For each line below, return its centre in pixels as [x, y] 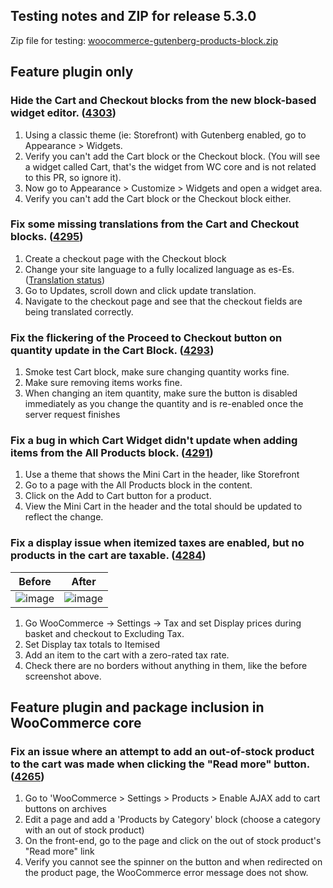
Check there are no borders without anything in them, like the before [166, 665]
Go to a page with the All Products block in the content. [138, 485]
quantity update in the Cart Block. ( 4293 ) [112, 350]
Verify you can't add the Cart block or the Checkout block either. [158, 198]
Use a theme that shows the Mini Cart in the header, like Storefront [162, 475]
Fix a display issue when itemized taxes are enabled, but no [157, 543]
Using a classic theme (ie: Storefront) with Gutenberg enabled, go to [165, 135]
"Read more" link [59, 851]
